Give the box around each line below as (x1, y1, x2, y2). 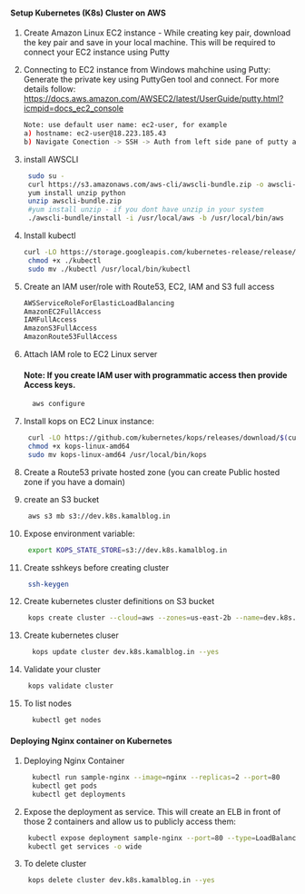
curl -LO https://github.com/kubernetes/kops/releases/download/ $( (27, 433, 289, 442)
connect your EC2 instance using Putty (23, 46, 171, 58)
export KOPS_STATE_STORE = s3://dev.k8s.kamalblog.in (27, 545, 228, 554)
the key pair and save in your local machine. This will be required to (23, 37, 276, 48)
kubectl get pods (32, 781, 98, 790)
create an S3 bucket (23, 493, 100, 504)
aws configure (32, 400, 85, 409)
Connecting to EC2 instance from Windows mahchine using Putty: (23, 65, 271, 75)
